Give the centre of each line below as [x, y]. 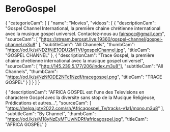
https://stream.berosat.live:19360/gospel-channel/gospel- [102, 39]
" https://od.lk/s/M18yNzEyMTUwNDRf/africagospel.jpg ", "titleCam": [77, 119]
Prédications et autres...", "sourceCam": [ [48, 103]
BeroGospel [31, 9]
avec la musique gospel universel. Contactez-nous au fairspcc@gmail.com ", [85, 34]
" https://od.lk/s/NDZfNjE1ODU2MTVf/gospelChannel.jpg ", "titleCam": [78, 50]
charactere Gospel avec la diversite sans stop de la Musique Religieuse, [81, 97]
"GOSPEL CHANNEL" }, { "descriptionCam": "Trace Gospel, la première [80, 55]
